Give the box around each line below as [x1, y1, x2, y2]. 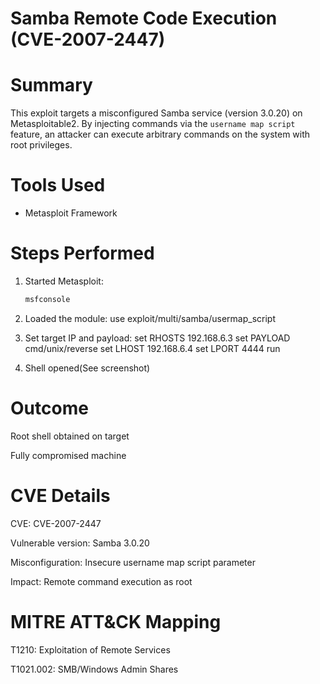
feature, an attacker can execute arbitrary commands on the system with [10, 128, 311, 141]
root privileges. [10, 139, 73, 151]
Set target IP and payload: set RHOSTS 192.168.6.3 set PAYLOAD [24, 332, 291, 344]
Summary [10, 74, 93, 97]
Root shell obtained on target [10, 430, 130, 442]
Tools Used [10, 174, 106, 197]
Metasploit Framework [24, 207, 118, 219]
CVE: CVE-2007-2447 [10, 517, 102, 529]
